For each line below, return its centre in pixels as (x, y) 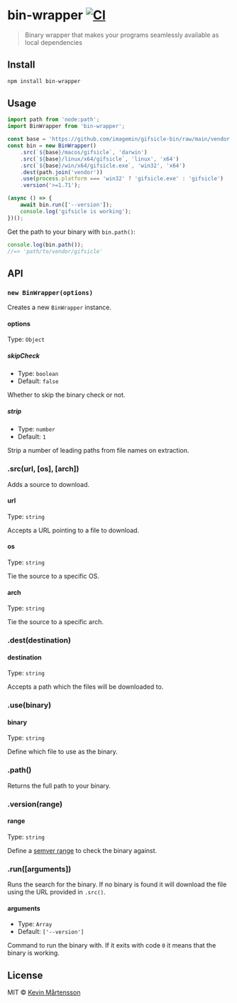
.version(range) (35, 804)
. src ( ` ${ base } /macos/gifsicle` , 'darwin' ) (84, 152)
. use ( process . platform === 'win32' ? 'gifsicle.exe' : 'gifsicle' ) (122, 179)
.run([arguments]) (39, 869)
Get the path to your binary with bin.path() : (72, 232)
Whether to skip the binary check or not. (66, 395)
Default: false (38, 381)
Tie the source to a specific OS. (53, 576)
